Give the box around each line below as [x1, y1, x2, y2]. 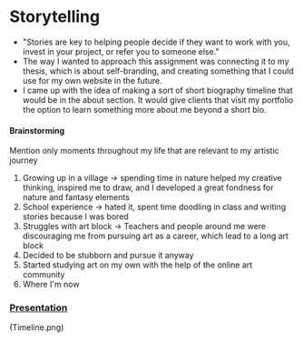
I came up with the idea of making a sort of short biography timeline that [22, 85, 293, 96]
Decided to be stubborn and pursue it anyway [22, 250, 194, 261]
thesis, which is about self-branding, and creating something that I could [22, 65, 294, 76]
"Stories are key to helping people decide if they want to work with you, [22, 36, 290, 47]
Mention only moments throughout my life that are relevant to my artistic [9, 146, 279, 156]
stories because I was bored [22, 211, 129, 222]
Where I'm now [22, 279, 80, 290]
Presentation [9, 302, 68, 315]
